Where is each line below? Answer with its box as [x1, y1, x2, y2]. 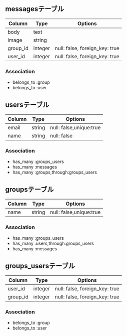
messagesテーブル [5, 5, 64, 14]
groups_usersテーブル [5, 261, 75, 270]
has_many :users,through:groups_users [12, 240, 94, 247]
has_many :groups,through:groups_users [12, 170, 97, 176]
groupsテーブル [5, 185, 54, 194]
